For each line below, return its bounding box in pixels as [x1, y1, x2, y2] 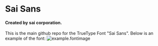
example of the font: [5, 35, 46, 42]
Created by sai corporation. [5, 19, 62, 25]
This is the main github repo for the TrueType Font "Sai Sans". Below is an [5, 31, 154, 36]
